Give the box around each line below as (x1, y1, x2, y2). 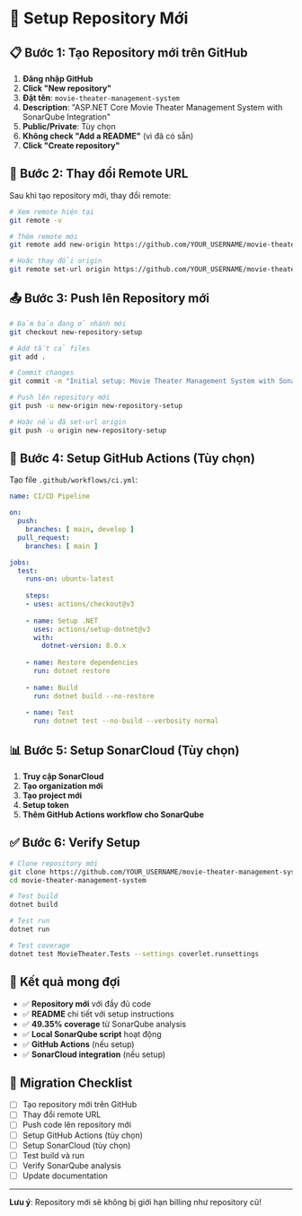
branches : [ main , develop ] (25, 525, 135, 534)
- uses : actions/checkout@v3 (25, 599, 135, 609)
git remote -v (9, 216, 63, 225)
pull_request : (17, 533, 70, 542)
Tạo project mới (22, 790, 83, 801)
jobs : (9, 557, 30, 567)
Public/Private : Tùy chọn (22, 121, 117, 131)
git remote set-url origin (9, 265, 111, 274)
